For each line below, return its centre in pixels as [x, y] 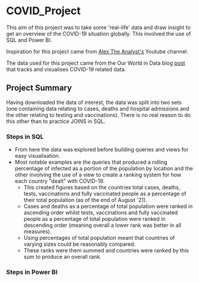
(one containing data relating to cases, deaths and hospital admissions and [98, 109]
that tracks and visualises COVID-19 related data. [66, 69]
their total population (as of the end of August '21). [85, 200]
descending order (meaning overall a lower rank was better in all [102, 225]
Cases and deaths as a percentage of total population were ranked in [108, 207]
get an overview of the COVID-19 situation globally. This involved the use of [99, 33]
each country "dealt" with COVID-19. [60, 181]
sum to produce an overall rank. [63, 257]
